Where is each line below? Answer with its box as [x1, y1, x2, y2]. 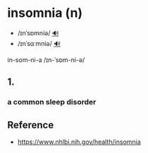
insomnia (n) [7, 5, 83, 21]
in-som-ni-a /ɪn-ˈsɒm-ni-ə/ [7, 55, 85, 64]
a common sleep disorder [7, 97, 97, 107]
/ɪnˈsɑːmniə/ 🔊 [17, 39, 61, 47]
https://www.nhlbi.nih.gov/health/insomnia [17, 137, 141, 146]
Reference [7, 118, 54, 131]
